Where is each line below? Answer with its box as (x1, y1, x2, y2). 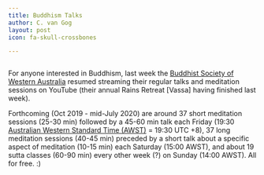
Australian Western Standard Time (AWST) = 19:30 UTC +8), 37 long (8, 126, 231, 135)
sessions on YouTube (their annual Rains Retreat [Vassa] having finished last (8, 86, 256, 95)
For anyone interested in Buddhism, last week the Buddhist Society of (8, 68, 234, 78)
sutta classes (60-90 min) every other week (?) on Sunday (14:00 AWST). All (8, 151, 257, 160)
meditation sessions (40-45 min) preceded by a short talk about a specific (8, 134, 250, 144)
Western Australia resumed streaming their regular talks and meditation (8, 77, 240, 86)
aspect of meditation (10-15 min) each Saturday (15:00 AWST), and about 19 (8, 142, 255, 151)
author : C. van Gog (8, 19, 73, 27)
